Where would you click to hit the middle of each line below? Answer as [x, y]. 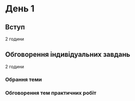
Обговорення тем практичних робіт [51, 93]
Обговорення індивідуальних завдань [68, 54]
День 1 [20, 9]
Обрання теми [24, 79]
